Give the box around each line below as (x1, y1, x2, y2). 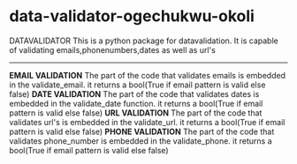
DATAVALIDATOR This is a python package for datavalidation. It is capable (9, 35, 278, 46)
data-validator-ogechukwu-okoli (9, 6, 255, 26)
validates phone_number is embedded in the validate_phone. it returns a (9, 135, 272, 146)
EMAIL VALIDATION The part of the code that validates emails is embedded (9, 70, 286, 80)
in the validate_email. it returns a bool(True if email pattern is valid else (9, 79, 266, 90)
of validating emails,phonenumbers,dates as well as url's (9, 44, 217, 55)
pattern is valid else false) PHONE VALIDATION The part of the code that (9, 126, 275, 137)
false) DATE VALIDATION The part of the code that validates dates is (9, 88, 260, 99)
